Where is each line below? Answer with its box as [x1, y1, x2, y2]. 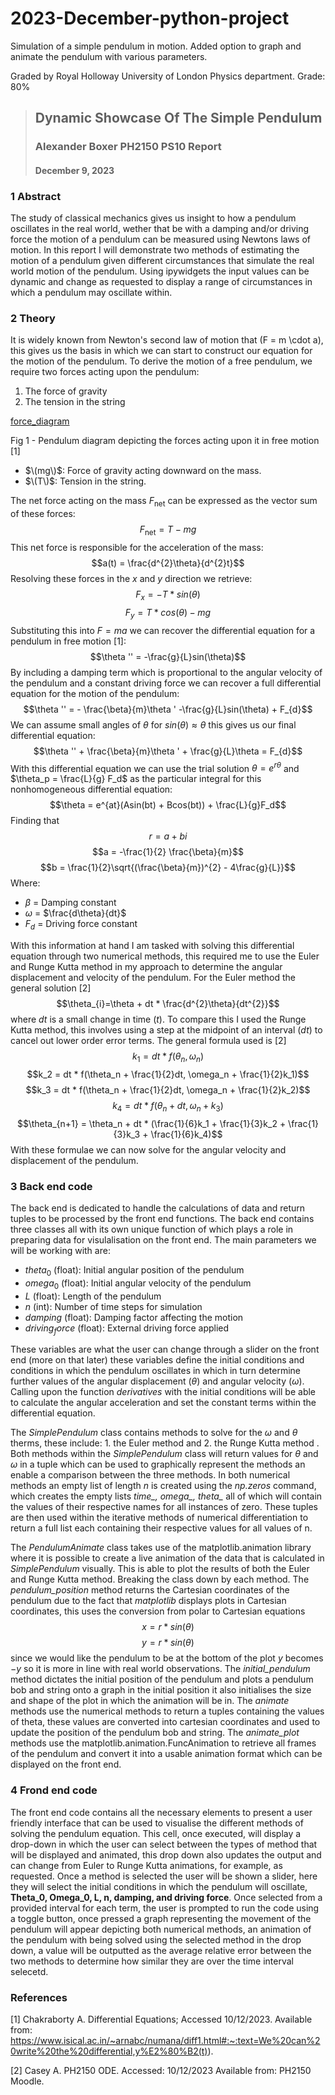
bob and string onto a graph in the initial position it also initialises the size [10, 1684, 312, 1696]
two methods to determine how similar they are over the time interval [10, 1955, 294, 1967]
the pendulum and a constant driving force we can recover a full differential [10, 677, 322, 689]
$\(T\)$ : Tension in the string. [24, 475, 147, 487]
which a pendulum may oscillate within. [10, 287, 173, 299]
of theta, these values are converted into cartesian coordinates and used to [10, 1716, 321, 1728]
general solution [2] [10, 982, 92, 994]
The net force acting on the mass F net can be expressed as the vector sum [10, 495, 318, 509]
